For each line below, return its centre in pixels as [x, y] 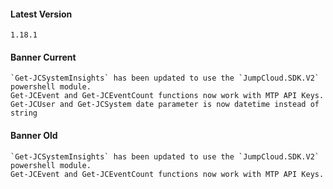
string [24, 113]
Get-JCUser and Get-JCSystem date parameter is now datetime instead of [165, 105]
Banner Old [34, 135]
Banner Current [43, 57]
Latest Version [41, 14]
